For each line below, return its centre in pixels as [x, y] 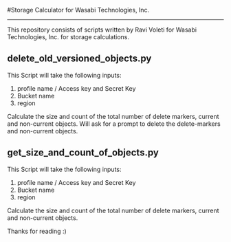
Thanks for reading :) [37, 231]
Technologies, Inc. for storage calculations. [68, 37]
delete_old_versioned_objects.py [79, 59]
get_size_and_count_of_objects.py [83, 153]
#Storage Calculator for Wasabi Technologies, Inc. [78, 10]
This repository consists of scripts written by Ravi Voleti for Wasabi [102, 30]
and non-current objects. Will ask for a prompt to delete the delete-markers [114, 124]
